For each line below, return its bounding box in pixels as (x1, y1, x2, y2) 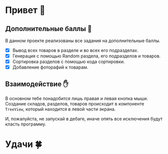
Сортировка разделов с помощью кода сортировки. (12, 58, 125, 64)
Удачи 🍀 (5, 138, 42, 150)
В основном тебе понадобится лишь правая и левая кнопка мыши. (5, 95, 148, 101)
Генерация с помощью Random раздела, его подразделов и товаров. (12, 53, 161, 59)
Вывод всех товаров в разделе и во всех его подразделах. (12, 47, 138, 53)
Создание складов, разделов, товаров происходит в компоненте (5, 101, 144, 107)
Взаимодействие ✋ (5, 79, 69, 88)
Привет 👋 (5, 4, 46, 16)
